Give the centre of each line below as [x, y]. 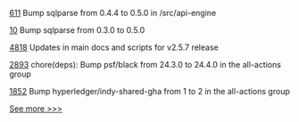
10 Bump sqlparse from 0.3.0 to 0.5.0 [77, 30]
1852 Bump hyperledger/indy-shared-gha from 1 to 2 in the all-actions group [149, 91]
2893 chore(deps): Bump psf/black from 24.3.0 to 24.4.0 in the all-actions [145, 65]
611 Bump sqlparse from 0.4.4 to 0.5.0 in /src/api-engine [113, 13]
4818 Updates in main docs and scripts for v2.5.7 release [114, 47]
